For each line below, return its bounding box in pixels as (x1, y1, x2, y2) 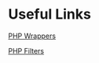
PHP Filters (8, 46, 45, 55)
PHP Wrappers (8, 31, 57, 40)
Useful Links (8, 5, 92, 23)
